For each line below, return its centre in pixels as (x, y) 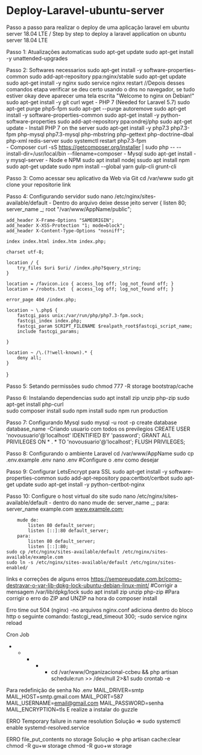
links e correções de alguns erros (48, 579)
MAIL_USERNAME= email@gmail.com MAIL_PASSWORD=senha (85, 703)
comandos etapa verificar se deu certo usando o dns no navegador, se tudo (101, 89)
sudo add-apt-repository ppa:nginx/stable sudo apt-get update (108, 76)
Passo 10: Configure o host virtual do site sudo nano (71, 496)
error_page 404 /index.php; (42, 299)
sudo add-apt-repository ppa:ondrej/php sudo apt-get (125, 121)
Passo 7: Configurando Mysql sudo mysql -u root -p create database (92, 422)
